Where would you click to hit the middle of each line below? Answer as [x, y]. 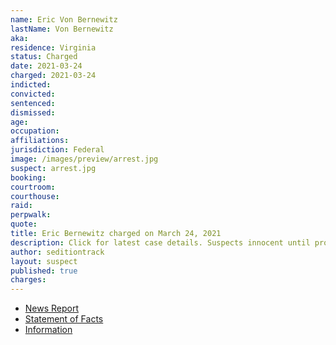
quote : [24, 224]
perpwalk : [31, 215]
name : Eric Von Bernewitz [64, 19]
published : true [44, 271]
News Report [52, 308]
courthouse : [35, 196]
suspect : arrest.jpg [53, 168]
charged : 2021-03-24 [53, 76]
